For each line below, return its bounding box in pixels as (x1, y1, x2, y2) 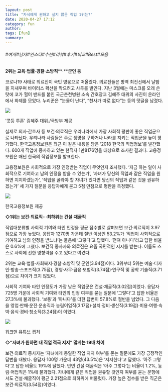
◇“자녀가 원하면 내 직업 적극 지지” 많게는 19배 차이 (5, 340, 105, 346)
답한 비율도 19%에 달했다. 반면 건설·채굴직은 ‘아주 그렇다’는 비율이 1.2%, (16, 363, 157, 369)
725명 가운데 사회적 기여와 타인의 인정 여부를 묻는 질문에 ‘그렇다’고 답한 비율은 (5, 290, 158, 296)
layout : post (5, 7, 33, 13)
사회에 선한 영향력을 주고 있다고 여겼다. (14, 250, 91, 256)
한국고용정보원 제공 (5, 203, 43, 209)
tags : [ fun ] (5, 31, 30, 36)
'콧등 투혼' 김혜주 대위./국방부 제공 (5, 118, 73, 124)
